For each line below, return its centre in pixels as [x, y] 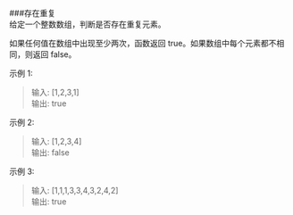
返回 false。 [54, 54]
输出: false [50, 153]
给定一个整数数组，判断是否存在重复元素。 [88, 24]
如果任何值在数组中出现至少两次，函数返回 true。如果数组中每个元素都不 [143, 43]
